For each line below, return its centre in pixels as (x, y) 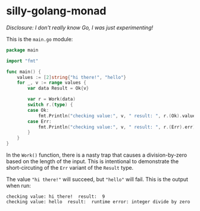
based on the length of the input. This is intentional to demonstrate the (93, 161)
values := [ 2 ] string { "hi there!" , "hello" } (72, 77)
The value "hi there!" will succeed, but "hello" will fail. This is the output (97, 179)
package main (22, 50)
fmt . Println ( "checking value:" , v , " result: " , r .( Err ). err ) (117, 127)
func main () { (24, 72)
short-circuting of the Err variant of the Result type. (70, 168)
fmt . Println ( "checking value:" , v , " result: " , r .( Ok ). (110, 116)
